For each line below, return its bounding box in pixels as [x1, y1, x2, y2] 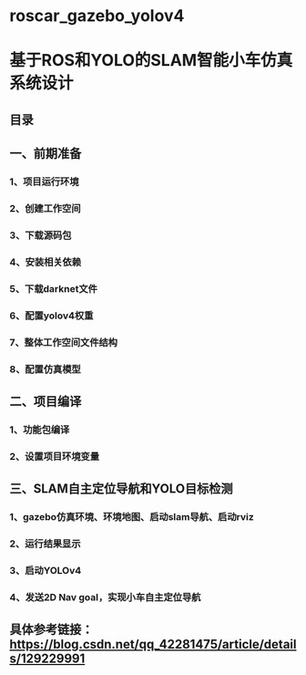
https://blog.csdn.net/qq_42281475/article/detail [9, 637, 297, 652]
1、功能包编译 [9, 423, 70, 436]
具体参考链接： [9, 622, 94, 638]
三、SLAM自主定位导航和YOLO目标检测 [9, 481, 233, 497]
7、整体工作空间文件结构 [9, 336, 118, 348]
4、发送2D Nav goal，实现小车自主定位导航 [9, 590, 201, 603]
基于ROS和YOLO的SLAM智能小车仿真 [9, 50, 293, 71]
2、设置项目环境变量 [9, 450, 100, 462]
